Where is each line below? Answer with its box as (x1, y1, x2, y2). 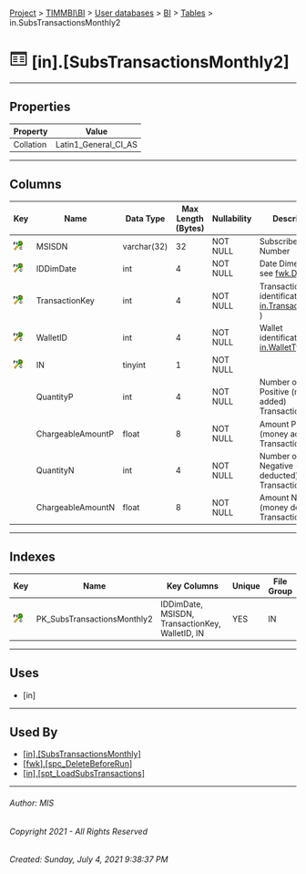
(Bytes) (176, 222, 205, 233)
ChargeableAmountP (36, 428, 115, 439)
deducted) (259, 469, 299, 480)
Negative (259, 460, 294, 471)
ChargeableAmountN (36, 502, 116, 513)
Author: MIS (9, 797, 55, 808)
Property (13, 126, 48, 137)
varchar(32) (122, 241, 168, 252)
